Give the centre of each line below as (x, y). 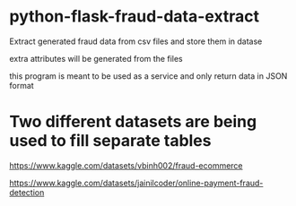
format (22, 85)
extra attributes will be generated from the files (96, 58)
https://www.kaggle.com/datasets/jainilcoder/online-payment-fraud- (136, 183)
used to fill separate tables (110, 141)
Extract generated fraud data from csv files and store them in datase (136, 41)
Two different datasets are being (133, 122)
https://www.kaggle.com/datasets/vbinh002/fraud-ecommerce (126, 165)
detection (27, 192)
